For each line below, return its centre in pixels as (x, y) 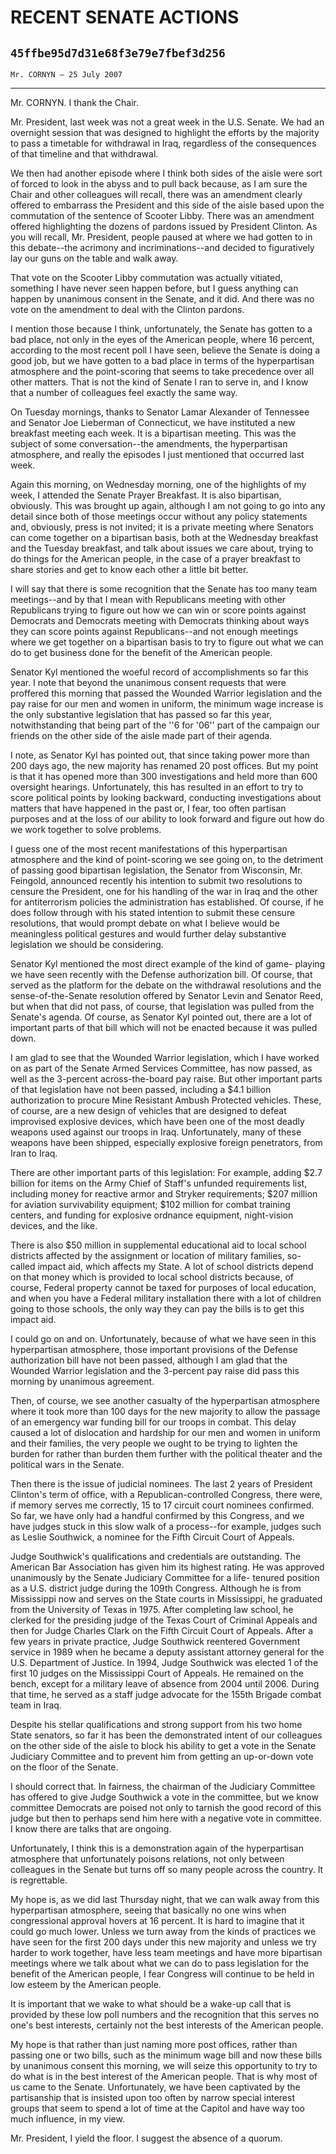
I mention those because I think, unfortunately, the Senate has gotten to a (161, 329)
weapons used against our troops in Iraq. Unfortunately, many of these (156, 1132)
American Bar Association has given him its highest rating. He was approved (167, 1567)
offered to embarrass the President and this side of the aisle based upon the (167, 205)
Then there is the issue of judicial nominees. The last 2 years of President (161, 1484)
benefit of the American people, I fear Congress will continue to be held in (162, 1974)
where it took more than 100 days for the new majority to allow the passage (165, 1411)
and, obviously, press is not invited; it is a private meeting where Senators (162, 527)
